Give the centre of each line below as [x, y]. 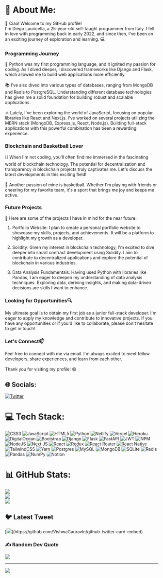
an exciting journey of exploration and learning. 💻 [55, 39]
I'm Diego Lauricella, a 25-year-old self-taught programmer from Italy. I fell [80, 28]
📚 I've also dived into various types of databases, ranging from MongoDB [79, 85]
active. [12, 195]
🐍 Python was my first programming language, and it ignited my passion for [81, 64]
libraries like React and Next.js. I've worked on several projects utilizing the [80, 118]
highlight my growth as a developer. [48, 238]
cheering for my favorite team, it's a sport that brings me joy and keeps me [80, 190]
